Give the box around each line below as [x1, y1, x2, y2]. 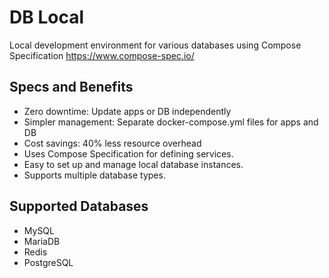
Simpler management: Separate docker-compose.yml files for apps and [23, 116, 319, 128]
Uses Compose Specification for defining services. [23, 147, 234, 160]
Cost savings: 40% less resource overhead [23, 137, 202, 149]
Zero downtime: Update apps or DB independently [23, 105, 232, 117]
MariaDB [23, 235, 61, 247]
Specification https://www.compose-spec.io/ [9, 49, 195, 61]
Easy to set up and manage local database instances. [23, 158, 244, 170]
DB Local [9, 6, 84, 29]
